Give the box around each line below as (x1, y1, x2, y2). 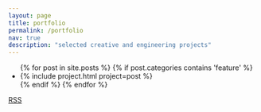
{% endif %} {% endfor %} (19, 80, 108, 90)
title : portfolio (8, 19, 66, 27)
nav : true (8, 33, 41, 42)
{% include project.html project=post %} (19, 71, 154, 81)
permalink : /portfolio (8, 26, 84, 34)
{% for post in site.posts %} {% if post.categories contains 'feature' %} (19, 63, 253, 72)
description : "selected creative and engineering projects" (8, 41, 212, 49)
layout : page (8, 11, 52, 20)
